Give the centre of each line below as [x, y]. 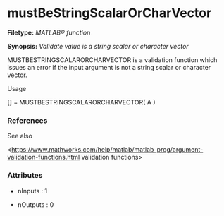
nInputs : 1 [32, 191]
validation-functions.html [44, 157]
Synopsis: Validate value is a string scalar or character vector [98, 46]
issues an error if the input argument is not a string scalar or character [109, 67]
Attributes [25, 176]
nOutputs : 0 [36, 204]
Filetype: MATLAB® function [49, 32]
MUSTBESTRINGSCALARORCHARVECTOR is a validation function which [112, 60]
